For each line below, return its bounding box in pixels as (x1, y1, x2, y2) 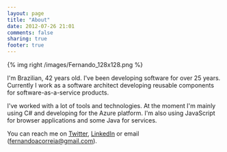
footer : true (7, 42, 44, 49)
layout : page (7, 10, 44, 17)
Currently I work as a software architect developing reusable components (7, 81, 214, 89)
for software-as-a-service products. (7, 88, 109, 97)
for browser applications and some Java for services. (7, 116, 157, 124)
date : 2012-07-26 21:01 (7, 23, 75, 29)
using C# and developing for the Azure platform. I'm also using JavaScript (7, 109, 215, 117)
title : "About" (7, 16, 51, 23)
